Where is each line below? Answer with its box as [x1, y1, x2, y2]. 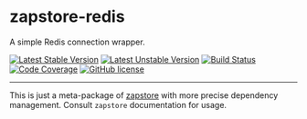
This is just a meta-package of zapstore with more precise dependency [9, 89, 279, 101]
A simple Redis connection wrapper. [9, 36, 145, 47]
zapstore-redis [9, 6, 125, 27]
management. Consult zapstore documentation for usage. [9, 99, 227, 110]
